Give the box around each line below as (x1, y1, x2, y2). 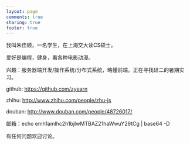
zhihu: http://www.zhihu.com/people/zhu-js (6, 97, 111, 104)
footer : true (6, 25, 38, 31)
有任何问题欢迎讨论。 (6, 133, 57, 140)
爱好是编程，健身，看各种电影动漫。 (6, 54, 94, 61)
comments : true (6, 14, 43, 20)
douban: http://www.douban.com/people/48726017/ (6, 108, 133, 115)
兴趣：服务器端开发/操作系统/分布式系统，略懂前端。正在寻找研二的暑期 (6, 67, 180, 74)
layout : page (6, 8, 38, 15)
